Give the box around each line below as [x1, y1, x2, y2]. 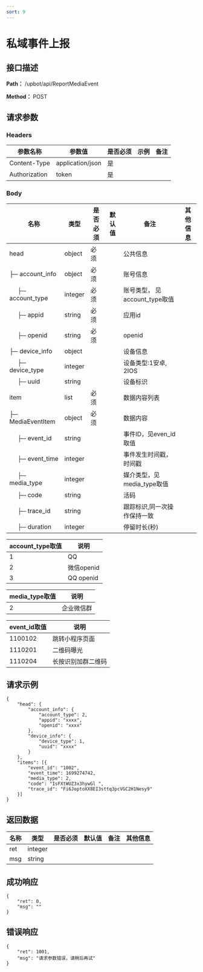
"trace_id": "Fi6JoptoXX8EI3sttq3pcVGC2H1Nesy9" [28, 786, 153, 792]
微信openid [67, 563, 100, 572]
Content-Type [9, 159, 50, 167]
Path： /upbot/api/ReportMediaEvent [6, 80, 98, 87]
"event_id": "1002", [28, 765, 80, 771]
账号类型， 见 [123, 286, 162, 294]
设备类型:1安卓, [123, 359, 167, 367]
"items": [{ [17, 759, 47, 766]
